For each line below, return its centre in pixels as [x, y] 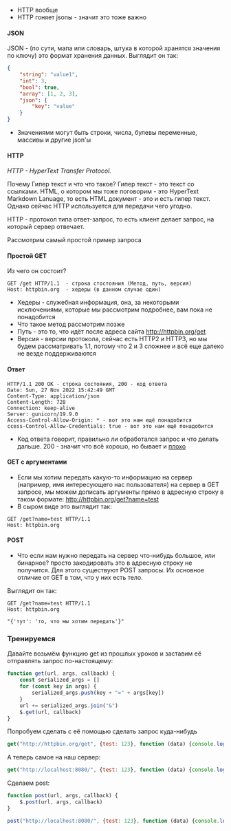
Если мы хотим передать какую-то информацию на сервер [104, 477]
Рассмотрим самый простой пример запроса [75, 240]
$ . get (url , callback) [50, 712]
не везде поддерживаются [56, 354]
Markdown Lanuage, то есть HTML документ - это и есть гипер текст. [109, 199]
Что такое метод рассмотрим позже [71, 324]
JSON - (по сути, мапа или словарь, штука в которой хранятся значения [114, 48]
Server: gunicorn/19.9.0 [43, 414]
